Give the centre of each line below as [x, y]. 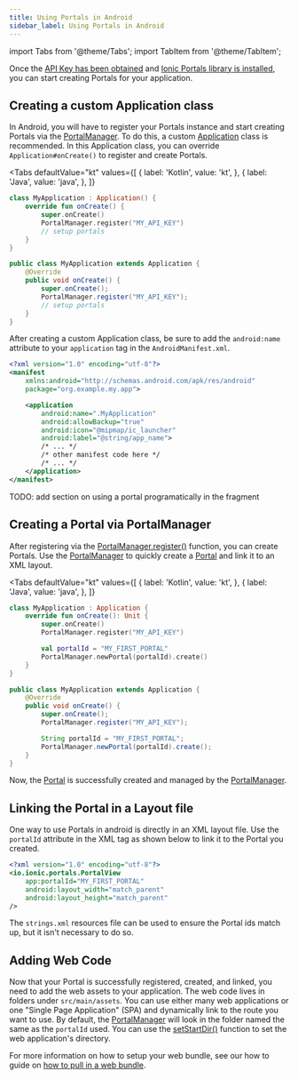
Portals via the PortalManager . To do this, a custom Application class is [139, 136]
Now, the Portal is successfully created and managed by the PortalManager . [148, 780]
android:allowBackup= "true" [93, 422]
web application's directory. [60, 1039]
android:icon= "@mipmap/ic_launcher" [109, 430]
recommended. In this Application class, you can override [114, 146]
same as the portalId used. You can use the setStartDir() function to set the [148, 1029]
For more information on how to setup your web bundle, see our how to [139, 1056]
